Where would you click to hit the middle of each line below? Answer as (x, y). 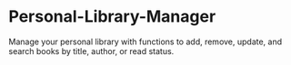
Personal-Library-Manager (112, 17)
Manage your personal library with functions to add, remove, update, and (145, 42)
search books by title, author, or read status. (91, 51)
